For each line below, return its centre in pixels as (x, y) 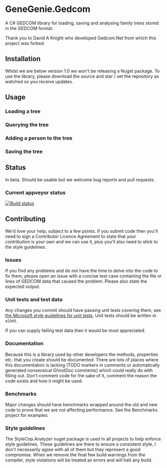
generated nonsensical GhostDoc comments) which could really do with (79, 370)
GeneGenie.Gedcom (48, 9)
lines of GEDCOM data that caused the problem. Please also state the (76, 281)
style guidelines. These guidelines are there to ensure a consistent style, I (81, 444)
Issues (13, 260)
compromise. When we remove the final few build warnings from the (75, 455)
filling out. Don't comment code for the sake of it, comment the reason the (81, 375)
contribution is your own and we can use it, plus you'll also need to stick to (82, 241)
